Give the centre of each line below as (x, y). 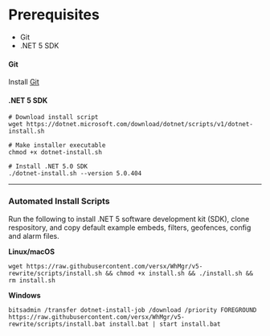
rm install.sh (32, 280)
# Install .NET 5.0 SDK (48, 166)
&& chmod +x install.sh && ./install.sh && (179, 273)
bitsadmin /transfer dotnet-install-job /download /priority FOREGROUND (133, 310)
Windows (25, 295)
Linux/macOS (31, 252)
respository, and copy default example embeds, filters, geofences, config (130, 227)
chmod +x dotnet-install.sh (55, 153)
